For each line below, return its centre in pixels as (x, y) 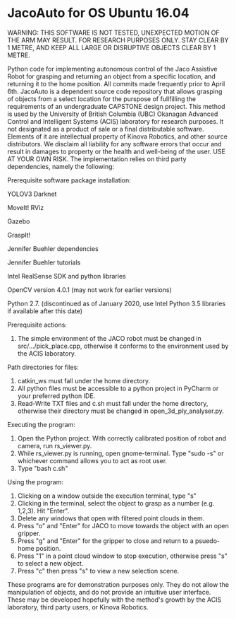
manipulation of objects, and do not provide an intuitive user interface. (109, 592)
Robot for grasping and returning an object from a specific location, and (112, 76)
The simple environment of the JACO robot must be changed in (110, 338)
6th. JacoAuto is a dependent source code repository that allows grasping (115, 91)
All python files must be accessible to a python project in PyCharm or (118, 388)
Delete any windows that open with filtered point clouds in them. (111, 518)
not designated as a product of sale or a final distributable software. (106, 129)
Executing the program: (41, 424)
